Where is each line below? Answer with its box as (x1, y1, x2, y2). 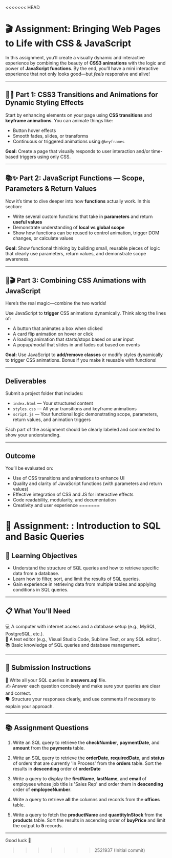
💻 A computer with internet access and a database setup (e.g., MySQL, (5, 623, 157, 629)
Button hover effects (12, 127, 56, 134)
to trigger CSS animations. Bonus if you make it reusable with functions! (5, 357, 157, 363)
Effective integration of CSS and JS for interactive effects (12, 491, 134, 497)
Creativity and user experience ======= (12, 502, 100, 508)
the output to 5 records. (12, 823, 63, 829)
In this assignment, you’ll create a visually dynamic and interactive (5, 54, 145, 60)
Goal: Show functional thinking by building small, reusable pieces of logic (5, 245, 160, 251)
